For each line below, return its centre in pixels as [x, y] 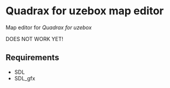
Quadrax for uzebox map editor [85, 11]
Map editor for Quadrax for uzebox [49, 27]
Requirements [32, 58]
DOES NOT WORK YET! [34, 39]
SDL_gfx [25, 78]
